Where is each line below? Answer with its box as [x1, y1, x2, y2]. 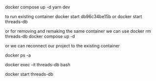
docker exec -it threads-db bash [5, 62, 71, 67]
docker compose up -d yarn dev [5, 4, 70, 10]
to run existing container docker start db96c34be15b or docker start [5, 14, 142, 19]
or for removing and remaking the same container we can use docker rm [5, 28, 151, 34]
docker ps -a [5, 52, 31, 58]
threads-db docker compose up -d [5, 34, 75, 39]
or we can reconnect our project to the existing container [5, 43, 120, 48]
